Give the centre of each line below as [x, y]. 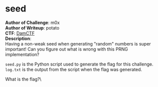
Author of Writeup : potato [32, 27]
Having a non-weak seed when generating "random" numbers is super [78, 43]
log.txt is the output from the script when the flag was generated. [74, 69]
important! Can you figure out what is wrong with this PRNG [67, 49]
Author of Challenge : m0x [32, 22]
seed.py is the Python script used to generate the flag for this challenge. [79, 64]
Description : [18, 38]
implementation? [22, 54]
